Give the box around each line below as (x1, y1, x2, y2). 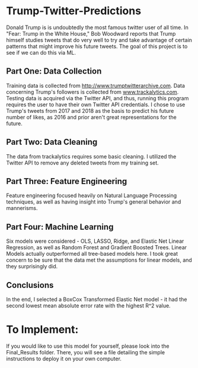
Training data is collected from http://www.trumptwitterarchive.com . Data (6, 82, 186, 89)
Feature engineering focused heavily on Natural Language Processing (6, 192, 177, 199)
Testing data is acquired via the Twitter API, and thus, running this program (6, 94, 189, 101)
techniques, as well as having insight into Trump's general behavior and (6, 198, 181, 205)
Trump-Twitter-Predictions (6, 4, 141, 18)
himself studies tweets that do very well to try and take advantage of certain (6, 36, 193, 43)
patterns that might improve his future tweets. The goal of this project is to (6, 43, 188, 50)
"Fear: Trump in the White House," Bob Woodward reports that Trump (6, 30, 176, 37)
